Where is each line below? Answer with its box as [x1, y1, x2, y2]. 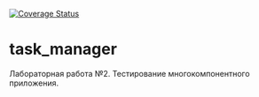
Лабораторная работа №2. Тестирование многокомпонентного [9, 68, 250, 78]
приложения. [9, 78, 59, 88]
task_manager [9, 40, 118, 59]
